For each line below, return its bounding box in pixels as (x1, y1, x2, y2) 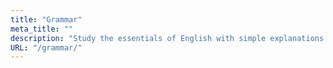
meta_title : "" (10, 24, 74, 34)
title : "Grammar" (10, 14, 83, 25)
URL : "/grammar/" (10, 42, 83, 53)
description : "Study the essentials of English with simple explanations (10, 33, 325, 43)
